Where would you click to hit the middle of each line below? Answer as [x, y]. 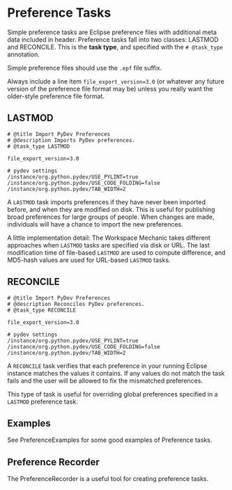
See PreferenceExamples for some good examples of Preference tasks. [110, 440]
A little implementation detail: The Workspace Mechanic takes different [109, 238]
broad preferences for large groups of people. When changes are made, [111, 217]
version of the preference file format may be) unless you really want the [110, 89]
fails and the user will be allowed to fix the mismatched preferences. [105, 381]
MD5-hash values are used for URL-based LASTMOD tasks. [89, 260]
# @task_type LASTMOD [39, 146]
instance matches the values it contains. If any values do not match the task [116, 373]
